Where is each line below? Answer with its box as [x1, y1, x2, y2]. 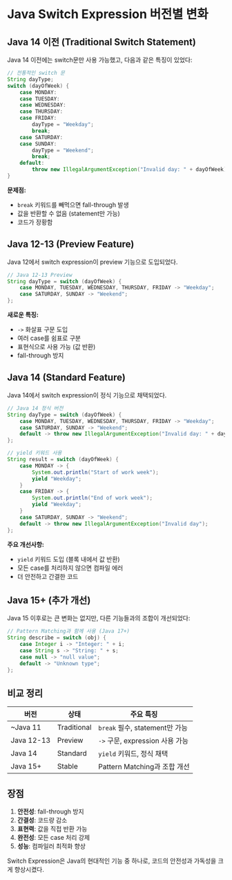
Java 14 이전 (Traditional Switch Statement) [7, 36, 197, 48]
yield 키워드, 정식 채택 [98, 749, 168, 759]
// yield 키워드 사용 [7, 449, 62, 457]
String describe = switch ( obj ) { [7, 634, 107, 641]
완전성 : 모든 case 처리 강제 [17, 834, 90, 842]
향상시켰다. [14, 865, 45, 874]
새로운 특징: [7, 311, 39, 319]
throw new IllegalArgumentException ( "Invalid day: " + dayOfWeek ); [32, 166, 230, 173]
